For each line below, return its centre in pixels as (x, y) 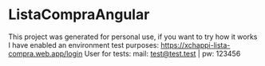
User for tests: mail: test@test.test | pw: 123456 (162, 53)
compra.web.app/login (45, 53)
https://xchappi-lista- (196, 45)
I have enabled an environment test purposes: (84, 45)
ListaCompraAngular (79, 15)
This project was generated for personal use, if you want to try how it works (133, 37)
